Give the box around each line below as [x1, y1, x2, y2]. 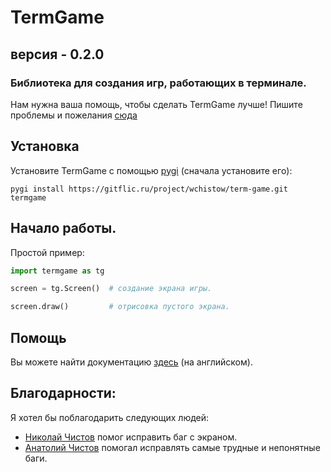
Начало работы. [10, 220, 117, 237]
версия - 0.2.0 [10, 46, 105, 63]
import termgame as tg [10, 266, 105, 276]
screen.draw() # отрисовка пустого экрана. [10, 302, 230, 312]
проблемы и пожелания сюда [10, 109, 138, 121]
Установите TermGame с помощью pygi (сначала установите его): [10, 164, 293, 176]
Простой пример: [10, 246, 85, 258]
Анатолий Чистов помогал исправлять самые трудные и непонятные [24, 441, 321, 453]
